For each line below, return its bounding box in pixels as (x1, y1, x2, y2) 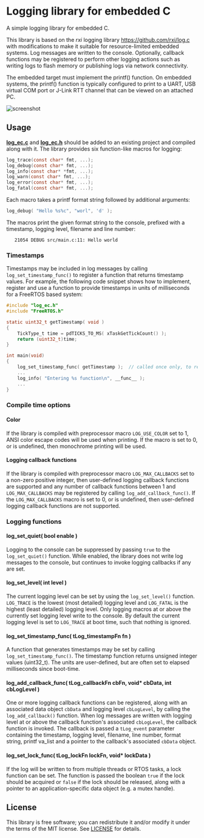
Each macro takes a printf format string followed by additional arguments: (6, 196, 190, 203)
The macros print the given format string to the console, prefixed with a (6, 219, 185, 226)
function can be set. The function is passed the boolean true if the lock (6, 772, 185, 779)
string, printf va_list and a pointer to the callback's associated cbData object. (6, 738, 197, 745)
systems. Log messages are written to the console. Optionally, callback (6, 49, 185, 56)
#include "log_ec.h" (6, 303, 59, 309)
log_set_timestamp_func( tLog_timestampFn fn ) (6, 632, 131, 639)
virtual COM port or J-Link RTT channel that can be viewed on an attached (6, 86, 193, 94)
